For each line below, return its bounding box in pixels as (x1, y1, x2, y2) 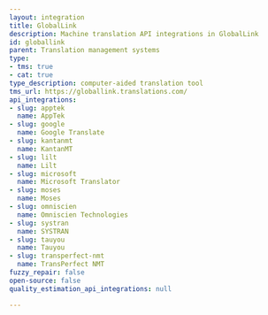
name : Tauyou (17, 243, 65, 252)
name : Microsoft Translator (17, 178, 121, 187)
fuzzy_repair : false (9, 268, 86, 277)
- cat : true (9, 71, 53, 80)
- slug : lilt (9, 152, 57, 162)
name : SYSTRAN (17, 227, 69, 235)
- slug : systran (9, 219, 69, 227)
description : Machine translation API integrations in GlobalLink (9, 29, 259, 38)
